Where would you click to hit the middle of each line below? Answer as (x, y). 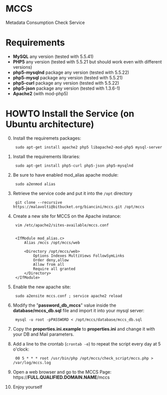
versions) (22, 67)
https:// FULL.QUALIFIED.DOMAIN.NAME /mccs (61, 377)
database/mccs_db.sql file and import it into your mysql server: (79, 310)
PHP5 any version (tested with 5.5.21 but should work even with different (87, 62)
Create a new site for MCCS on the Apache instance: (67, 216)
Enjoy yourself (28, 387)
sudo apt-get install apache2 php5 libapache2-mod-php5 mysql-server (89, 147)
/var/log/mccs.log (32, 363)
